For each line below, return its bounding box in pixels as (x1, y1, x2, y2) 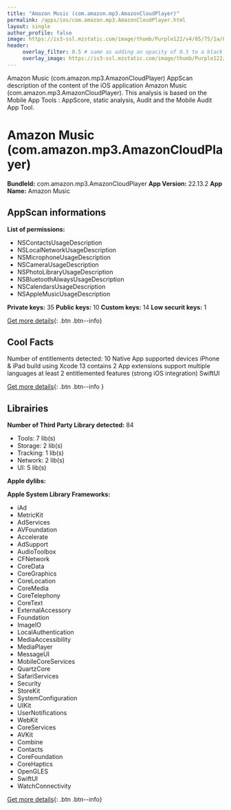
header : (7, 42, 30, 49)
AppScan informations (7, 207, 107, 219)
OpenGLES (16, 767, 49, 776)
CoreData (16, 563, 45, 571)
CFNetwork (16, 555, 50, 563)
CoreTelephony (16, 591, 60, 600)
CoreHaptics (16, 760, 53, 769)
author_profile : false (7, 29, 72, 37)
